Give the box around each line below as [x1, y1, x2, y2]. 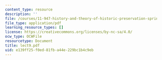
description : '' [5, 12, 38, 16]
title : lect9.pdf [5, 43, 40, 48]
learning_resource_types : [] [5, 25, 64, 30]
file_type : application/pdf [5, 20, 62, 26]
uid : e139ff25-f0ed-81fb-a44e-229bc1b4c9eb [5, 47, 94, 52]
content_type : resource [5, 7, 53, 12]
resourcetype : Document [5, 39, 53, 44]
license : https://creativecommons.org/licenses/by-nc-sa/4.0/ [5, 30, 133, 34]
